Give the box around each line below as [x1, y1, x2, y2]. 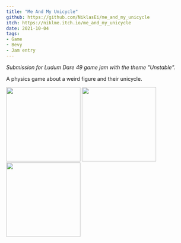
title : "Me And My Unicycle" [6, 8, 78, 15]
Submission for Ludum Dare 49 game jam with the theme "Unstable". [6, 64, 176, 71]
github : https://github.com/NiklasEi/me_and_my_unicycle [6, 14, 150, 20]
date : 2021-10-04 [6, 25, 49, 31]
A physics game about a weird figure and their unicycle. [6, 75, 142, 82]
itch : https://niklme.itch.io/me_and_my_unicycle [6, 20, 132, 26]
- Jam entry [6, 48, 36, 53]
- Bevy [6, 42, 23, 48]
